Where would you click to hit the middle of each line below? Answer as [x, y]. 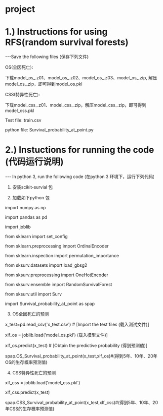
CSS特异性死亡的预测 [34, 373]
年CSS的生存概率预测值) [30, 409]
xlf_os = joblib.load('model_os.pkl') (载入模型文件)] [56, 335]
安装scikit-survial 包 [33, 187]
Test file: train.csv [23, 120]
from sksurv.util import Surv [34, 294]
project [20, 9]
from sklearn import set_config [37, 237]
